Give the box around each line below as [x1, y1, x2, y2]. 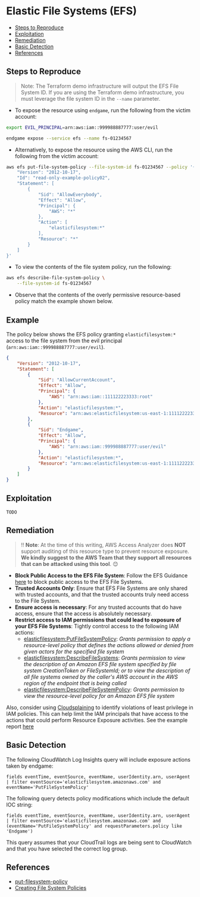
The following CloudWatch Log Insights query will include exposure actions [6, 756, 190, 763]
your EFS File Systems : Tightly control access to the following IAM [14, 622, 179, 630]
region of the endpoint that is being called [23, 679, 127, 686]
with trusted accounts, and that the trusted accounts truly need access [14, 590, 189, 598]
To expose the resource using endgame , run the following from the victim [14, 106, 191, 114]
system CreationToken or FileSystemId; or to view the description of [23, 667, 190, 674]
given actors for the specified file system [23, 648, 124, 655]
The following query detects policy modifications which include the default [6, 794, 189, 802]
